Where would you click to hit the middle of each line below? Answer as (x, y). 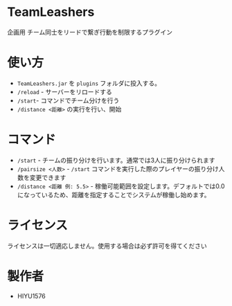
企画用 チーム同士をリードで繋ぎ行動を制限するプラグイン (90, 32)
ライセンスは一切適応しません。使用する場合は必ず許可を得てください (107, 246)
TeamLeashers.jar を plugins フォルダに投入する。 (89, 83)
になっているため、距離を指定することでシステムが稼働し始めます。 (114, 195)
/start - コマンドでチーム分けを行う (68, 100)
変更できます (48, 177)
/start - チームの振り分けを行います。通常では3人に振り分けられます (116, 160)
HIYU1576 (32, 296)
